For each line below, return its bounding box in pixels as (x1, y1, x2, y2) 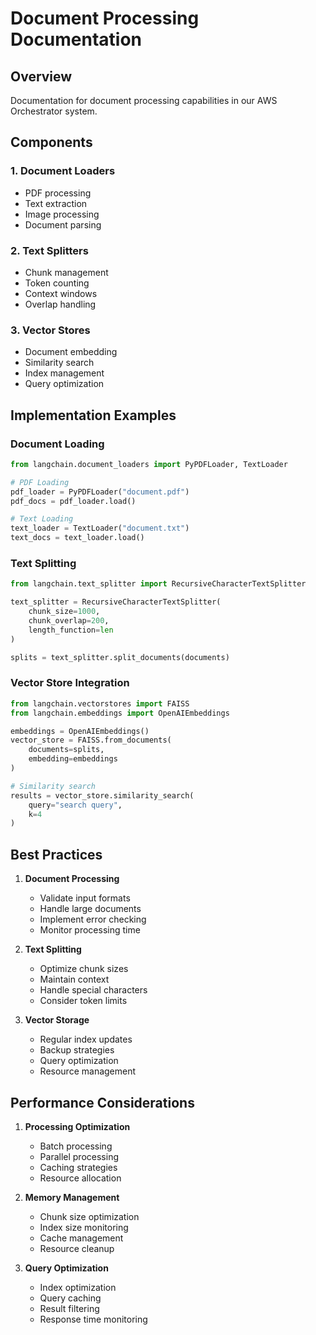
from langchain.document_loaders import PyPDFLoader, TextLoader (10, 459, 288, 469)
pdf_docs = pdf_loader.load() (10, 496, 137, 506)
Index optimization (39, 1281, 117, 1293)
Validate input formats (39, 892, 131, 904)
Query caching (39, 1292, 102, 1304)
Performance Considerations (10, 1094, 195, 1111)
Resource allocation (39, 1172, 122, 1184)
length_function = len (28, 625, 114, 635)
